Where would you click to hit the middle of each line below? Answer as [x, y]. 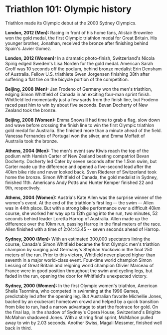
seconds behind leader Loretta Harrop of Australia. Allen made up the [77, 218]
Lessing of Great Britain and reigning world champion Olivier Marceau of [80, 265]
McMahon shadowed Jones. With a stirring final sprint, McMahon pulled [79, 317]
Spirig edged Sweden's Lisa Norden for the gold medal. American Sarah [79, 63]
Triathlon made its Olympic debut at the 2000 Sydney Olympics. [71, 23]
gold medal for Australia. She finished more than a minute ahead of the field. [83, 130]
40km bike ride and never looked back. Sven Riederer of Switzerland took [81, 172]
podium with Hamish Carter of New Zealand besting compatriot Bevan [77, 156]
